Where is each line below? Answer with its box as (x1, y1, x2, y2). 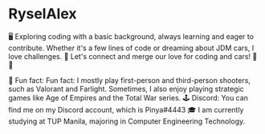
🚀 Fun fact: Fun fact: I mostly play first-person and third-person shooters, (8, 75, 251, 85)
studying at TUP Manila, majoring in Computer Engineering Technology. (8, 116, 246, 126)
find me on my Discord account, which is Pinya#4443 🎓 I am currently (8, 104, 244, 114)
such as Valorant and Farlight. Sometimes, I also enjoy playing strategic (8, 84, 245, 93)
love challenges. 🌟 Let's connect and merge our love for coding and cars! (8, 51, 251, 61)
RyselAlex (8, 5, 78, 23)
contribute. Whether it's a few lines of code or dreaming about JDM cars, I (8, 43, 255, 53)
